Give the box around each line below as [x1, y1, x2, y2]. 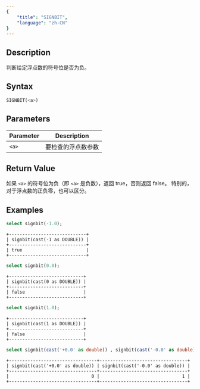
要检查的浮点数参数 [45, 142, 99, 151]
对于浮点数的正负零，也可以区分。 [6, 187, 90, 194]
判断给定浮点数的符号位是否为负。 [6, 64, 90, 71]
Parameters [6, 114, 51, 124]
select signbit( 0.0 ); [6, 263, 60, 269]
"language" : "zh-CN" [17, 20, 68, 26]
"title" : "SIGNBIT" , [17, 14, 68, 20]
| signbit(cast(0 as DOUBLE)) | [6, 278, 86, 285]
